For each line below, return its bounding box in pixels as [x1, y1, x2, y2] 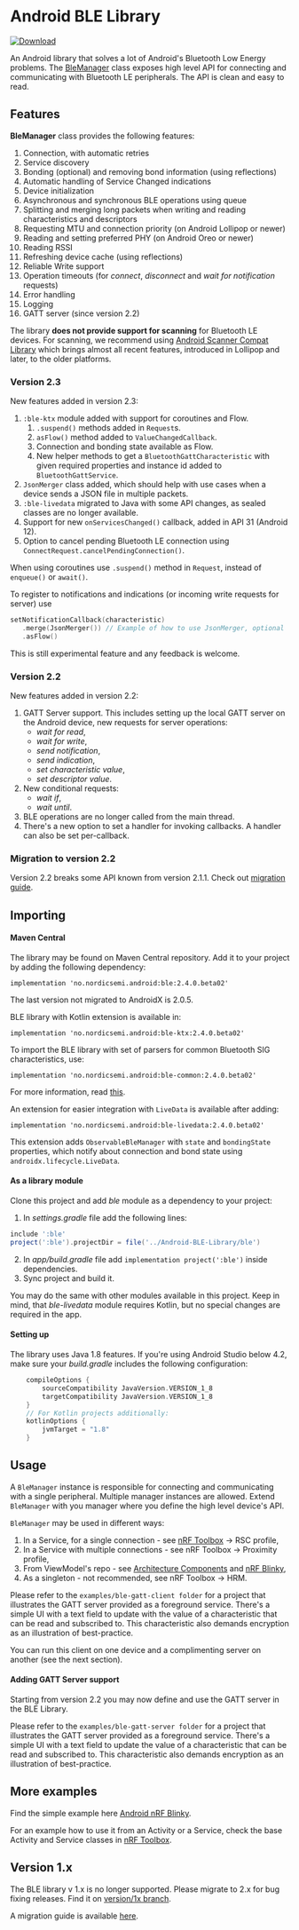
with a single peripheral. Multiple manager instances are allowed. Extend [10, 1491, 276, 1501]
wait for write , [35, 735, 88, 747]
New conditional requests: [22, 783, 119, 794]
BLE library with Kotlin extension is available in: [10, 1011, 182, 1022]
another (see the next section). [10, 1654, 123, 1665]
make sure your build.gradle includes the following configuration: [10, 1358, 248, 1369]
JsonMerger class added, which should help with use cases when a [22, 479, 267, 490]
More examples [10, 1784, 98, 1799]
